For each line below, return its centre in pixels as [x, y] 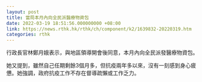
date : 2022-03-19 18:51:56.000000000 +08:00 [64, 23]
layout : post [23, 12]
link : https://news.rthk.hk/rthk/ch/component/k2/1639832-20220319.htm [99, 29]
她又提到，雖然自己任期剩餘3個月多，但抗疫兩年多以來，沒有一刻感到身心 [99, 66]
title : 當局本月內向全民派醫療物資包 [48, 18]
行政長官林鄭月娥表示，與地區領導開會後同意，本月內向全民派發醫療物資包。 [102, 53]
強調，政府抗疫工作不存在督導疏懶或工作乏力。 [81, 73]
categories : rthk [28, 35]
